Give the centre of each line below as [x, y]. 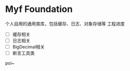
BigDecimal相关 [28, 47]
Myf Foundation [39, 9]
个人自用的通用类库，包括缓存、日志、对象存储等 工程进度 [65, 23]
